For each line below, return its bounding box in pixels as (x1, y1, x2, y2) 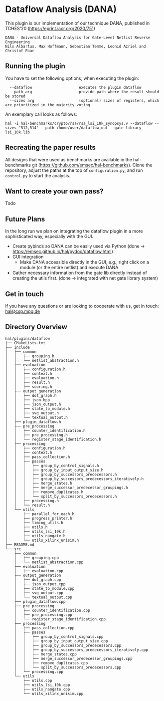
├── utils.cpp (23, 678, 52, 683)
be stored (5, 94, 26, 99)
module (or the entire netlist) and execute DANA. (19, 265, 120, 271)
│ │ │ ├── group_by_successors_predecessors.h (5, 472, 117, 477)
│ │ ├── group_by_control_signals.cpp (14, 634, 104, 639)
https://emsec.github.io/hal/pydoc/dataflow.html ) (12, 249, 114, 255)
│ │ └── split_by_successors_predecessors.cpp (14, 665, 122, 670)
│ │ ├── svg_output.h (5, 410, 59, 415)
